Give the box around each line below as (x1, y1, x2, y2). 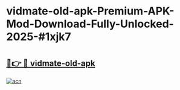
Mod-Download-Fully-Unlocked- (6, 17, 174, 31)
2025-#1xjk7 (6, 30, 71, 43)
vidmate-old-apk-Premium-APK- (6, 4, 175, 18)
